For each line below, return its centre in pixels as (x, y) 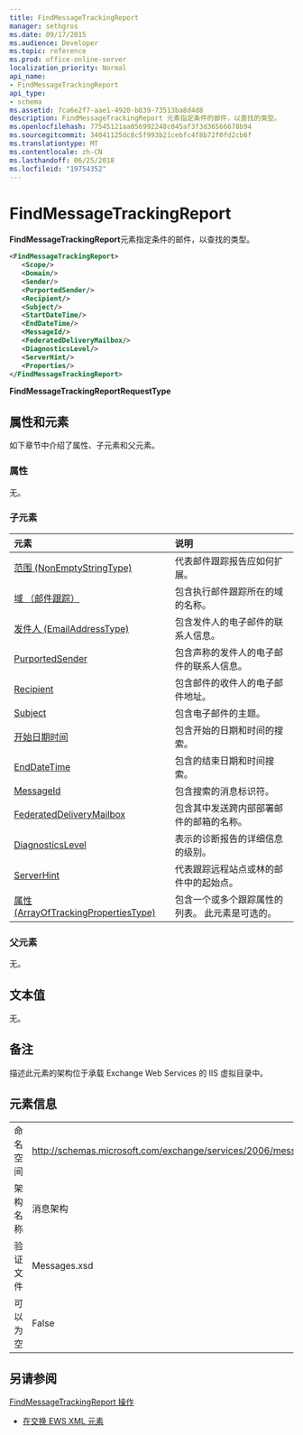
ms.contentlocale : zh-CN (56, 152)
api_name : (28, 77)
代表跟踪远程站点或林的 (225, 869)
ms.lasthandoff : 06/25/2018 (62, 160)
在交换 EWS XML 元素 (63, 1421)
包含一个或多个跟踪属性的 (229, 899)
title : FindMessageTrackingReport (74, 18)
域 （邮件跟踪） (47, 598)
